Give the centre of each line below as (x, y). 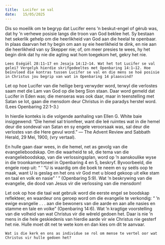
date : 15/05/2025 (25, 14)
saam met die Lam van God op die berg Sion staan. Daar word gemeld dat (80, 91)
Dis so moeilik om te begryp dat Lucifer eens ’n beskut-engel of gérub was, (82, 28)
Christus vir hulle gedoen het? (38, 238)
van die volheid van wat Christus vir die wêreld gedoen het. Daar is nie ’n (79, 214)
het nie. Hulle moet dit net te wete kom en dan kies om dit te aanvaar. (75, 224)
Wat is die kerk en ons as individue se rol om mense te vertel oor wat (81, 233)
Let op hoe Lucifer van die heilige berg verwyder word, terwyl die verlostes (81, 86)
